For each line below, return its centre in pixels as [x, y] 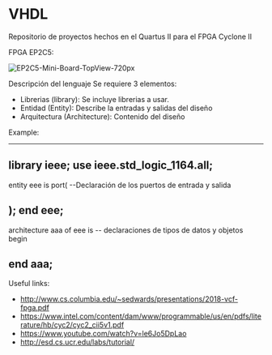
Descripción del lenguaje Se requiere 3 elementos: [93, 83]
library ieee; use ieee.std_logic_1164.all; [110, 166]
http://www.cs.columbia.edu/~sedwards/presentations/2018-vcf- [129, 299]
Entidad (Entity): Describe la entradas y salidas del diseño [116, 108]
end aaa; [31, 264]
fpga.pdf [35, 308]
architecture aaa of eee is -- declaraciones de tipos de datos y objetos [126, 230]
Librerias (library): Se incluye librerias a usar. [95, 99]
